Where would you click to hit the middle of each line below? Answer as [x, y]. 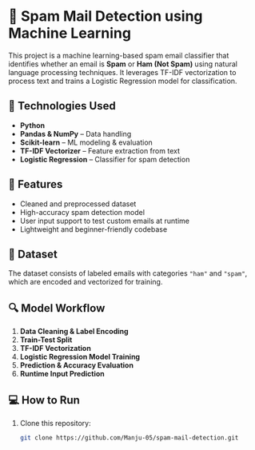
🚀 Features [36, 184]
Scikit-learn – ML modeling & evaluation [86, 142]
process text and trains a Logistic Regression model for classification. [123, 81]
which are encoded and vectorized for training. [86, 282]
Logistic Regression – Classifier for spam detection [105, 159]
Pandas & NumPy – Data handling [76, 133]
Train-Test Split [46, 340]
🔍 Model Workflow [57, 308]
